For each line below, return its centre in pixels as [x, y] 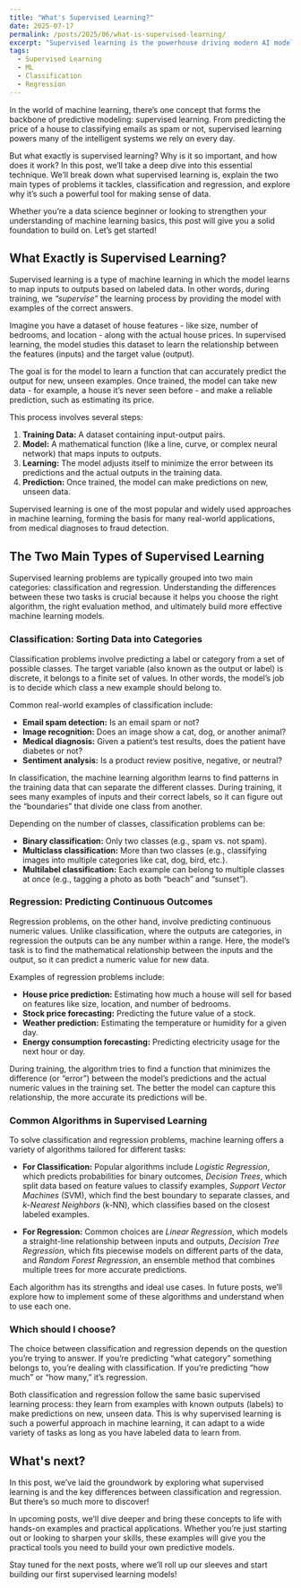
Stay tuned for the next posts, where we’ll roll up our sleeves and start [138, 1565]
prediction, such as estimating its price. [82, 400]
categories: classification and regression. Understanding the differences [143, 588]
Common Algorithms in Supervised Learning [108, 1120]
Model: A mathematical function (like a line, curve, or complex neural [150, 444]
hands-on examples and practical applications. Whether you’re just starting [148, 1529]
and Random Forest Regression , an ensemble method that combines [149, 1260]
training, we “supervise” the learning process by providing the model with [145, 299]
